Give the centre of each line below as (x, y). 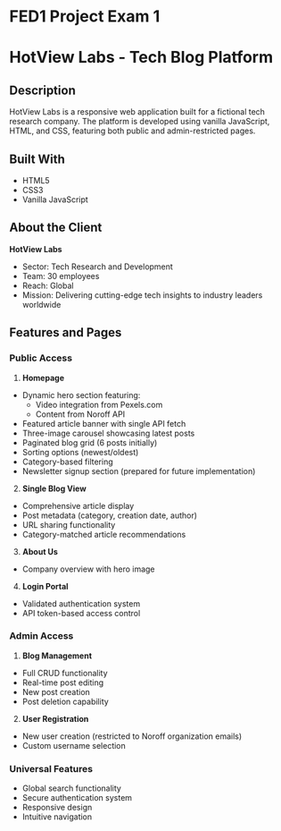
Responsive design (57, 808)
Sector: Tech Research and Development (98, 267)
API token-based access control (81, 613)
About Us (40, 551)
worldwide (41, 304)
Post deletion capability (65, 701)
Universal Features (51, 768)
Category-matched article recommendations (104, 534)
